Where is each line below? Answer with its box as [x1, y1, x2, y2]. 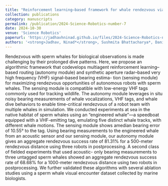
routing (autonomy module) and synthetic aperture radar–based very [19, 69, 161, 75]
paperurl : [5, 35, 26, 40]
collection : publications [5, 12, 59, 17]
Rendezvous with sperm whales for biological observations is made [5, 53, 144, 59]
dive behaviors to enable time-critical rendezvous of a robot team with [5, 101, 150, 107]
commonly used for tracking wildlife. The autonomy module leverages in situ [5, 90, 163, 96]
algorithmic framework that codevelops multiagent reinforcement [5, 64, 139, 70]
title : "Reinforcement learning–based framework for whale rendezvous [5, 7, 155, 12]
